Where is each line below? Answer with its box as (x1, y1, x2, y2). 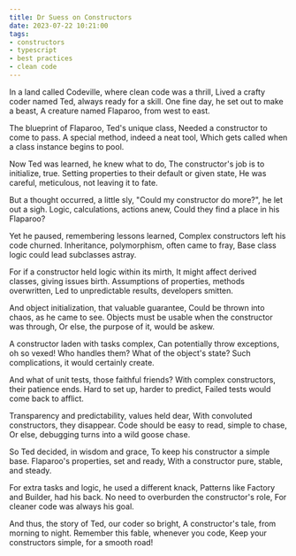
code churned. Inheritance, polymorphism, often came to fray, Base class (9, 240, 277, 251)
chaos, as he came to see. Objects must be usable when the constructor (9, 312, 273, 322)
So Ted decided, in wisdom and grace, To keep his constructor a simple (9, 446, 270, 457)
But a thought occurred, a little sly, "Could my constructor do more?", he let (9, 194, 284, 205)
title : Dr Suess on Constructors (9, 12, 133, 22)
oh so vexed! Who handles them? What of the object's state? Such (9, 347, 252, 359)
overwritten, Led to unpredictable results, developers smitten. (9, 285, 234, 296)
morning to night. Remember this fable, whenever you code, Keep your (9, 528, 268, 538)
